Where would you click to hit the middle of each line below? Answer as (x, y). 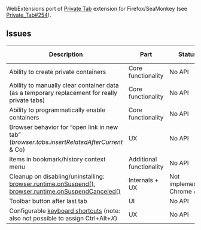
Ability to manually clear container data (64, 85)
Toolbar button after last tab (48, 201)
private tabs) (27, 100)
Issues (19, 34)
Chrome (181, 191)
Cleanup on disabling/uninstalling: (57, 176)
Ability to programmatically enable (57, 110)
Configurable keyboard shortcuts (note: (65, 210)
